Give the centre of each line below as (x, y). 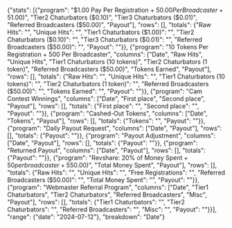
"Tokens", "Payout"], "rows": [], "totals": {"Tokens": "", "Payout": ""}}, (106, 121)
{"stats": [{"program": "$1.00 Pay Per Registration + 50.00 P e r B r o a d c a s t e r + (115, 10)
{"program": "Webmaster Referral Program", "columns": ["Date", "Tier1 (108, 187)
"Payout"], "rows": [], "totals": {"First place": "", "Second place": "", (103, 106)
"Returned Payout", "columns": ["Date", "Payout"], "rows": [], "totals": (106, 150)
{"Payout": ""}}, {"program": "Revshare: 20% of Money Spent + (98, 158)
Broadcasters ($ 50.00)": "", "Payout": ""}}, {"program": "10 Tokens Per (108, 47)
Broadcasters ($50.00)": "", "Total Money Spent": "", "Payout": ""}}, (103, 180)
